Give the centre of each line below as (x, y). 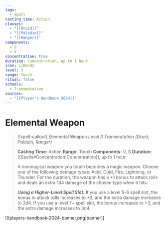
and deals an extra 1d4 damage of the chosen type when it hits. (83, 182)
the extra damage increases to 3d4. (54, 208)
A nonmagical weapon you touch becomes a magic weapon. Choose (88, 167)
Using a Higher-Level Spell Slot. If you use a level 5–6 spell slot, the (87, 192)
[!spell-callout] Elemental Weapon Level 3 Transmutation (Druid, (83, 137)
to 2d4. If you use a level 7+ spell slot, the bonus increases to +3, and (89, 203)
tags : (11, 10)
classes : (14, 24)
